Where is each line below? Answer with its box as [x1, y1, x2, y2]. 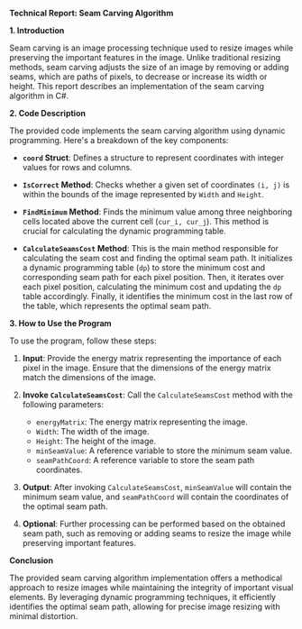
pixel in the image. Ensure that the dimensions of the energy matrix [22, 362, 272, 373]
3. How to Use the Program [9, 318, 112, 328]
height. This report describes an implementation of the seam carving [9, 81, 264, 91]
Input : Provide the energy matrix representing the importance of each [22, 353, 282, 363]
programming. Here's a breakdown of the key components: [9, 135, 229, 145]
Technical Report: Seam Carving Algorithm [9, 8, 174, 18]
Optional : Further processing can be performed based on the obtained [22, 518, 286, 529]
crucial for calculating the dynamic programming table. [22, 225, 227, 236]
